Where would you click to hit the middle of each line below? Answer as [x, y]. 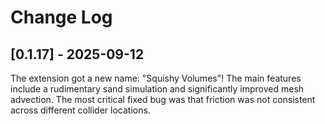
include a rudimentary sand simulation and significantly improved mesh [157, 89]
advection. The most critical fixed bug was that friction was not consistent [163, 99]
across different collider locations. [80, 110]
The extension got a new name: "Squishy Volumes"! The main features [156, 78]
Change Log [61, 17]
